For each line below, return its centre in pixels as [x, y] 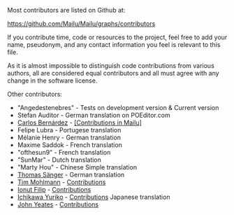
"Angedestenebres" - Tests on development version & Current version [118, 107]
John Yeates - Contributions [58, 204]
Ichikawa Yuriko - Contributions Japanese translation [94, 197]
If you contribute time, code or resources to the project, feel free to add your [117, 37]
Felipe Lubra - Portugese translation [69, 130]
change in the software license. [52, 81]
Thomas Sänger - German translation [71, 175]
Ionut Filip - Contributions [54, 189]
